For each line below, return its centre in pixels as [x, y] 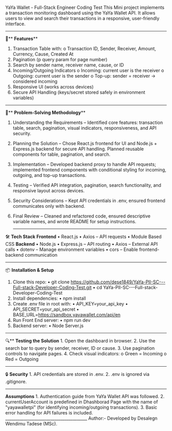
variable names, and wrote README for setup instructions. [74, 221]
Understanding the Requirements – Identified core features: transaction [88, 122]
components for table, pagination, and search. [61, 154]
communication [41, 255]
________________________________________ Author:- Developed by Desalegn [81, 418]
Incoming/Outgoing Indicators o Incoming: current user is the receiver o [88, 70]
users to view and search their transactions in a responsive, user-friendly [82, 18]
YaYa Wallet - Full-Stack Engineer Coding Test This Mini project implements [85, 7]
